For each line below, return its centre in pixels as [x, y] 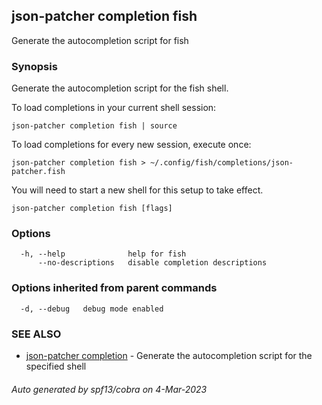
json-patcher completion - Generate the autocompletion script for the [169, 355]
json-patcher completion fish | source [94, 126]
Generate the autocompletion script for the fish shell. [120, 88]
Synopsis [34, 66]
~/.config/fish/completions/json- [221, 163]
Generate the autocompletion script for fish [100, 40]
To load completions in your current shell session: [114, 108]
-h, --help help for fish [103, 254]
